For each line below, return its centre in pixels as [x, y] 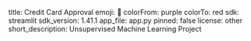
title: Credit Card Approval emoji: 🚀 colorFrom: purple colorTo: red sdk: [124, 12]
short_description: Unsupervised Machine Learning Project [105, 29]
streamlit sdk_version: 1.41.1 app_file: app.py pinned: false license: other [125, 20]
